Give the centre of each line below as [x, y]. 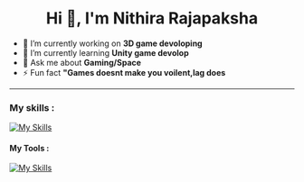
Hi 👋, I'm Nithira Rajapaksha [152, 18]
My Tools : [29, 148]
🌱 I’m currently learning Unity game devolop [106, 52]
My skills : [32, 107]
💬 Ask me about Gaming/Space [82, 62]
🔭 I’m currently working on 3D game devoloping [112, 43]
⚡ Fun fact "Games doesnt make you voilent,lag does [124, 72]
